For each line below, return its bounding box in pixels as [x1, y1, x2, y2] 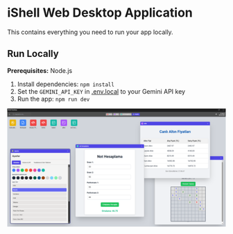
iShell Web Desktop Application [7, 5, 193, 21]
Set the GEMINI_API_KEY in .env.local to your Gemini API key [17, 87, 186, 95]
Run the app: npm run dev [17, 94, 90, 103]
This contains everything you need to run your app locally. [7, 28, 173, 36]
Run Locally [7, 48, 59, 60]
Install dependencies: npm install [17, 80, 114, 88]
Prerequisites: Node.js [7, 66, 73, 74]
